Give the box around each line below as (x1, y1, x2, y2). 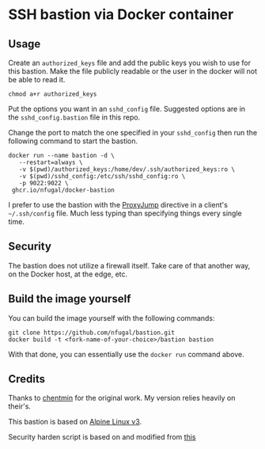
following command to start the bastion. (8, 136, 138, 146)
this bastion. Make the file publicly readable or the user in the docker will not (8, 67, 257, 76)
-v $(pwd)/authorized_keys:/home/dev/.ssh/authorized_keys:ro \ (18, 166, 236, 173)
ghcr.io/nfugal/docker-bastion (11, 186, 115, 194)
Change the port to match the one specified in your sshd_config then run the (8, 128, 258, 137)
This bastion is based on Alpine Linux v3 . (8, 417, 142, 427)
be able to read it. (8, 75, 66, 84)
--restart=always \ (18, 158, 83, 166)
